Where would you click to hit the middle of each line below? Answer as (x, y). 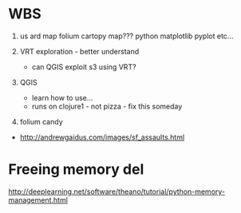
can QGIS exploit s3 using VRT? (84, 67)
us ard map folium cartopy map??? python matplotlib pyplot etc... (126, 36)
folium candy (41, 121)
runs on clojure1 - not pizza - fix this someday (107, 106)
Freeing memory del (76, 170)
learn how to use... (62, 97)
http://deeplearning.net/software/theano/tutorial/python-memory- (117, 191)
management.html (38, 199)
